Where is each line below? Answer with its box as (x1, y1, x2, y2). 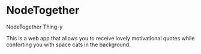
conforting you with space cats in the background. (6, 41, 131, 48)
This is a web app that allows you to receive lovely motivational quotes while (6, 34, 195, 42)
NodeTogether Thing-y (6, 23, 63, 30)
